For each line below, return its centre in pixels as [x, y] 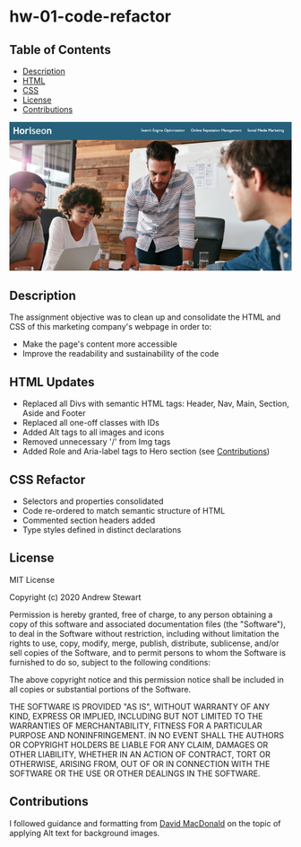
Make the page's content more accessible [99, 344]
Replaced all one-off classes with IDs [90, 423]
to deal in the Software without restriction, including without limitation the [144, 633]
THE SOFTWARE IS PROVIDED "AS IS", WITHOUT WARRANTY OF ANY [140, 706]
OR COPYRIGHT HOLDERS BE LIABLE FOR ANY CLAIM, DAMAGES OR [139, 745]
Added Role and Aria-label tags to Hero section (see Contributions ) [146, 452]
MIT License [32, 579]
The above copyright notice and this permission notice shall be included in [146, 679]
